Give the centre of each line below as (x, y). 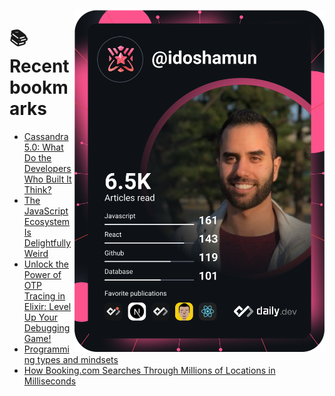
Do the (37, 157)
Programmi (46, 349)
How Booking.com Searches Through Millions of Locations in (149, 370)
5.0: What (43, 147)
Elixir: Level (47, 306)
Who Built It (47, 179)
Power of (42, 274)
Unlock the (46, 264)
